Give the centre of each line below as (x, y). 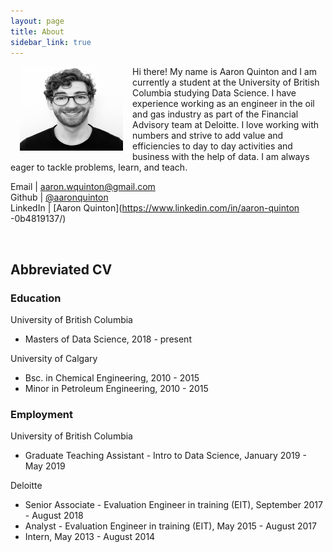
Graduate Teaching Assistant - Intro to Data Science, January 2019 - (165, 456)
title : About (37, 31)
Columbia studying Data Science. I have (214, 93)
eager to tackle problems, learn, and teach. (99, 167)
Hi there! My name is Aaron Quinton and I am (224, 72)
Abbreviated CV (61, 269)
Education (36, 298)
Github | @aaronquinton (59, 197)
